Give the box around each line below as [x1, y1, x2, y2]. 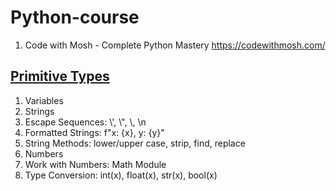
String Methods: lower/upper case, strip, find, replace [24, 137, 246, 149]
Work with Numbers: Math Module [24, 158, 167, 170]
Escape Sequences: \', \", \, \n [24, 116, 147, 128]
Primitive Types [10, 68, 110, 85]
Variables [24, 94, 64, 106]
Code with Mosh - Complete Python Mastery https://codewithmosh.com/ [24, 39, 326, 51]
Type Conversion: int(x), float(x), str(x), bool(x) [24, 169, 218, 181]
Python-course [10, 6, 140, 29]
